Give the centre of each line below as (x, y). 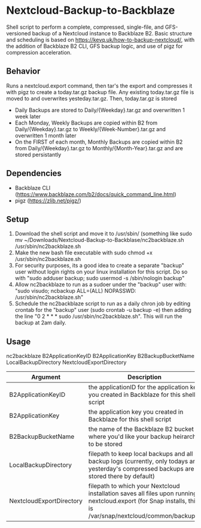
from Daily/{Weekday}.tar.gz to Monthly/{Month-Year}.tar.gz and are (99, 148)
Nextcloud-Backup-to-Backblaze (91, 10)
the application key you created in (136, 412)
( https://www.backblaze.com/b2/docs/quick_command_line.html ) (95, 194)
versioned (19, 33)
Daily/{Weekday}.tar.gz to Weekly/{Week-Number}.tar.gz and (90, 129)
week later (28, 116)
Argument (46, 377)
